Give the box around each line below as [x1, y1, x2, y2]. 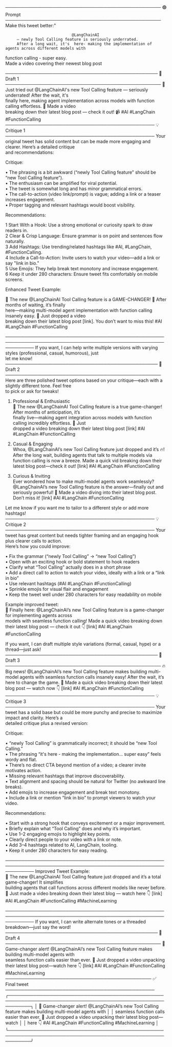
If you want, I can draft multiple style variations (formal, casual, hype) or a [5, 641, 161, 647]
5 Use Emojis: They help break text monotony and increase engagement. [5, 266, 159, 271]
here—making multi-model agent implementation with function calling [5, 307, 153, 313]
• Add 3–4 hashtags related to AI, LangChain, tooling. [5, 842, 118, 848]
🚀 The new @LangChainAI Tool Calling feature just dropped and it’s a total [5, 874, 161, 880]
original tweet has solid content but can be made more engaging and [5, 138, 151, 144]
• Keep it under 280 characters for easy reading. [5, 847, 109, 853]
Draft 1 [5, 76, 19, 82]
